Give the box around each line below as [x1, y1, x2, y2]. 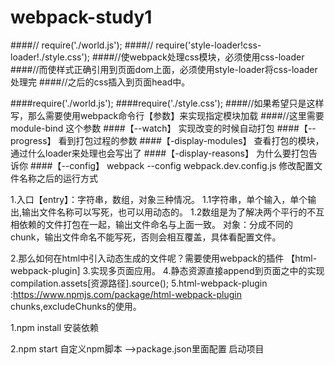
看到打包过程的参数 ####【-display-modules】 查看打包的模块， [58, 134, 325, 146]
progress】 [10, 134, 57, 146]
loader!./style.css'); [10, 51, 90, 63]
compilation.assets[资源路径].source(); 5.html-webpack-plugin [10, 277, 268, 289]
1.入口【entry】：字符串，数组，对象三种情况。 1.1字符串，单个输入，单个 [10, 193, 308, 205]
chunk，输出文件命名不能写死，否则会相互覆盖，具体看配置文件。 [10, 231, 282, 243]
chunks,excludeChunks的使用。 [10, 300, 142, 312]
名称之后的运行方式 [18, 172, 98, 184]
